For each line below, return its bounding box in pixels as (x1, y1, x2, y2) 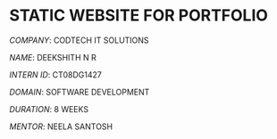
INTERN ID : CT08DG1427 (9, 69, 103, 80)
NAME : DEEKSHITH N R (9, 52, 97, 62)
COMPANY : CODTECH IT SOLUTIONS (9, 35, 149, 45)
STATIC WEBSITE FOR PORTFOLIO (9, 5, 268, 26)
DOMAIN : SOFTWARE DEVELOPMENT (9, 86, 150, 97)
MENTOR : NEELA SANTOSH (9, 121, 113, 132)
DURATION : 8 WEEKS (9, 103, 89, 114)
